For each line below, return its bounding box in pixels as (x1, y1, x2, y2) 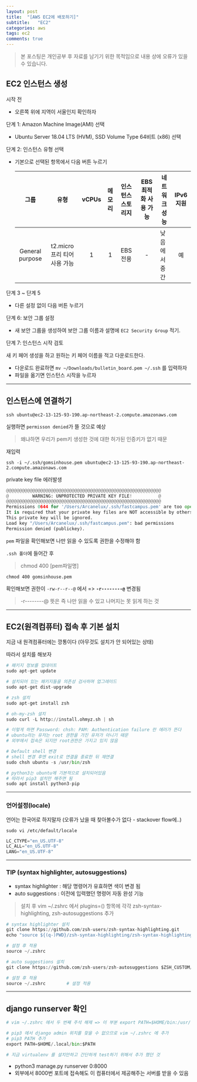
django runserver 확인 (6, 1003, 87, 1014)
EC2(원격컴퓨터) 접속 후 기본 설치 (6, 622, 120, 632)
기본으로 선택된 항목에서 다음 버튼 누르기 (14, 158, 107, 165)
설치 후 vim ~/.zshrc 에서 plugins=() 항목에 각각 (20, 902, 132, 909)
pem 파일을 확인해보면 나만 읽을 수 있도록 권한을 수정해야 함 (6, 537, 141, 544)
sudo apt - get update (6, 668, 57, 674)
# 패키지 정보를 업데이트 (6, 662, 57, 669)
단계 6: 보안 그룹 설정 (6, 314, 55, 321)
